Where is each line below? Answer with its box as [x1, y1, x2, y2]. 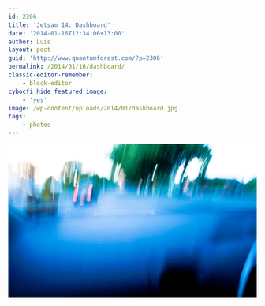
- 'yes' [22, 95, 47, 104]
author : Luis [8, 38, 51, 46]
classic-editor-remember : [8, 71, 93, 79]
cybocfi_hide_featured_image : [8, 88, 108, 95]
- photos [22, 121, 51, 129]
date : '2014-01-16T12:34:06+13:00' [8, 29, 125, 37]
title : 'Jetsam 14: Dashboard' [8, 21, 111, 29]
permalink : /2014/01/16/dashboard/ [8, 63, 125, 71]
